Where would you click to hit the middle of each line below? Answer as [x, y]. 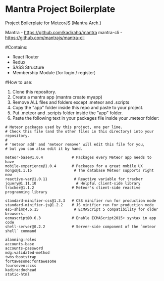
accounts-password [24, 248]
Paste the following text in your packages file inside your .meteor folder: [86, 118]
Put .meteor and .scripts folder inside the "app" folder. [67, 113]
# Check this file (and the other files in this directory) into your [80, 131]
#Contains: [16, 47]
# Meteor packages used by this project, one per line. [64, 127]
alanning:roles [21, 239]
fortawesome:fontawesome [31, 261]
